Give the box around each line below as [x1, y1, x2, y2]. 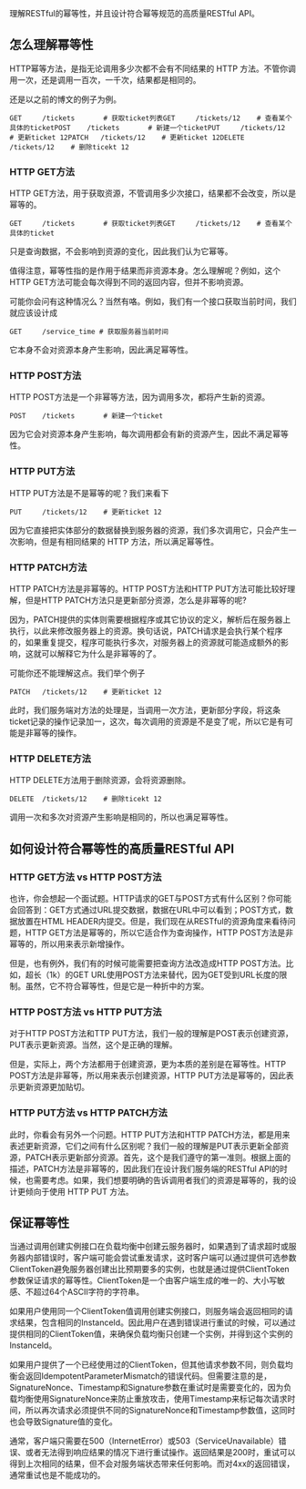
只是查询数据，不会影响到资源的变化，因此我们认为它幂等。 [9, 246, 233, 257]
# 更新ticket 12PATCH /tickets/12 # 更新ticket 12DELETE [9, 133, 245, 142]
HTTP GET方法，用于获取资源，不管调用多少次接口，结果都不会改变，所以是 [9, 188, 297, 199]
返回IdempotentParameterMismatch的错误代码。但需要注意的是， [25, 1371, 271, 1382]
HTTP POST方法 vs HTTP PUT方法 [9, 1005, 162, 1018]
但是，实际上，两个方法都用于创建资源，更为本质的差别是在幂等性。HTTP [9, 1059, 287, 1070]
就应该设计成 [9, 308, 57, 319]
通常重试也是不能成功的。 [9, 1470, 106, 1481]
